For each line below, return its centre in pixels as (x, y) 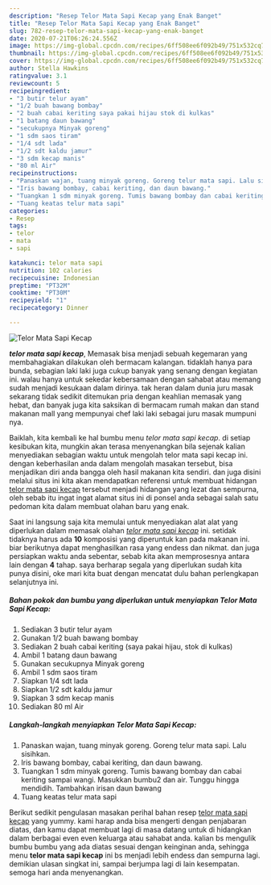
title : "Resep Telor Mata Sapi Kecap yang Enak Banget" (105, 23)
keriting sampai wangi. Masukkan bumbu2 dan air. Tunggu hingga (130, 779)
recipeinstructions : (44, 173)
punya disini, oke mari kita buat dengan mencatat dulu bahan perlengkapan (134, 573)
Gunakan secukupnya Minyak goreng (82, 663)
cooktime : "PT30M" (40, 293)
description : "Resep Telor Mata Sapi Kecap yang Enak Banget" (115, 16)
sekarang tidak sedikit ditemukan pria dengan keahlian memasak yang (125, 396)
